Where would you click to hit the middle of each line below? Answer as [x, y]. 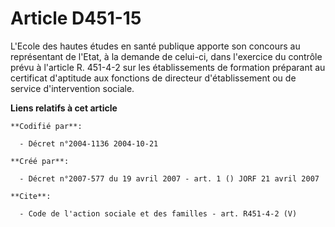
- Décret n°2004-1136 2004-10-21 [89, 143]
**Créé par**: [40, 161]
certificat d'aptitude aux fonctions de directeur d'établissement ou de [153, 78]
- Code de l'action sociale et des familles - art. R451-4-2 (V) [158, 213]
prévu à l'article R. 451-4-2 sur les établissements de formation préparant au [168, 67]
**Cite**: [31, 196]
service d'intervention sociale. [72, 88]
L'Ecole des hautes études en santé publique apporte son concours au [155, 46]
